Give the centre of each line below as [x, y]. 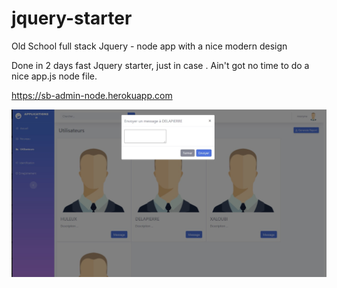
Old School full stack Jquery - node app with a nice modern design [149, 46]
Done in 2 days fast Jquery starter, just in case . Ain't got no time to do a [160, 65]
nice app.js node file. [54, 76]
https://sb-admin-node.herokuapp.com [92, 95]
